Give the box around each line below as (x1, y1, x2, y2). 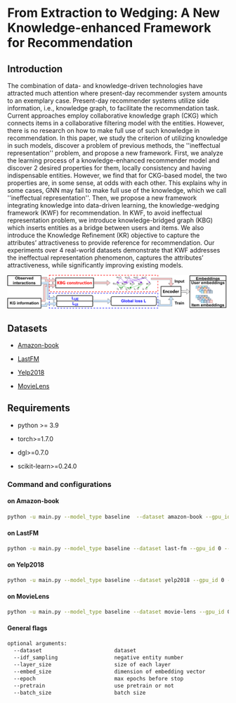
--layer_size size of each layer (13, 661, 171, 669)
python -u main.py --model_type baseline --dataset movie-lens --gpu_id (7, 609, 225, 616)
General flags (7, 623, 48, 632)
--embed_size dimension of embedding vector (13, 669, 206, 676)
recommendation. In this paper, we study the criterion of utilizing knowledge (7, 134, 228, 142)
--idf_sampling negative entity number (13, 654, 184, 661)
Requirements (7, 403, 70, 414)
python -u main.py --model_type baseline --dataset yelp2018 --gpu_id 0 (7, 577, 225, 584)
